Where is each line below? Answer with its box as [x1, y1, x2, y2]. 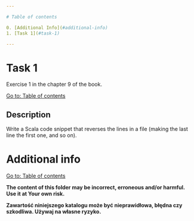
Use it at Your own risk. [6, 190, 65, 197]
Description [6, 110, 51, 120]
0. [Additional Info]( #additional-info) [6, 24, 109, 30]
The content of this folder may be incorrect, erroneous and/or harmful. [6, 184, 185, 191]
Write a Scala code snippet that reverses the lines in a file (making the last [6, 126, 188, 133]
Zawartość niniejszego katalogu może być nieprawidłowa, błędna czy [6, 202, 183, 209]
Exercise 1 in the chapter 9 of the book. [6, 81, 103, 88]
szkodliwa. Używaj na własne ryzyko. [6, 208, 101, 215]
